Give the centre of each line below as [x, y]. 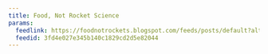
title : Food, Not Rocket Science [64, 15]
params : [21, 23]
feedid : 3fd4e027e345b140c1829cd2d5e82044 [87, 38]
